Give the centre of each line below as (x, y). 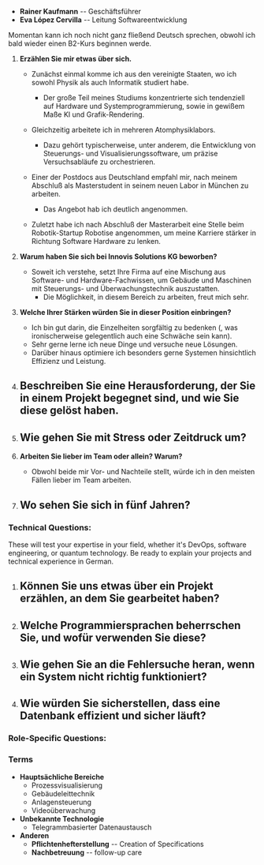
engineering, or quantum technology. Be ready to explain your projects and (130, 552)
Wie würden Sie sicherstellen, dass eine (120, 704)
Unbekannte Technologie (62, 818)
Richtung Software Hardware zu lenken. (96, 241)
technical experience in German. (61, 561)
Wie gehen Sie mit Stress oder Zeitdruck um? (133, 437)
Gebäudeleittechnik (63, 793)
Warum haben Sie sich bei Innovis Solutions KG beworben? (118, 257)
